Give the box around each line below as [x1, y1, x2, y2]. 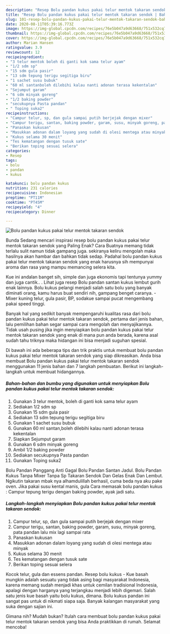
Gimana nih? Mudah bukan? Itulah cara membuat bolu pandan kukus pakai [6, 613, 161, 619]
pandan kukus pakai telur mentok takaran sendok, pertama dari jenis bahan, [6, 316, 164, 322]
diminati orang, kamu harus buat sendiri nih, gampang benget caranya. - [6, 290, 156, 296]
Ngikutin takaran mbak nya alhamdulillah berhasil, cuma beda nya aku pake [6, 478, 162, 484]
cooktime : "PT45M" [6, 200, 44, 205]
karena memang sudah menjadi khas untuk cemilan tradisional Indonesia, [6, 582, 158, 588]
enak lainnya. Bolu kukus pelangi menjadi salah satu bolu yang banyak [6, 285, 152, 291]
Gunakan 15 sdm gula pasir [13, 409, 70, 415]
